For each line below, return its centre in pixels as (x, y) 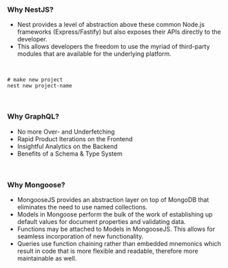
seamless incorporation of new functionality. (80, 236)
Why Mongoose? (36, 185)
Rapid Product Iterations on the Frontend (75, 138)
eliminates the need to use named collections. (82, 207)
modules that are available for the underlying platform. (94, 54)
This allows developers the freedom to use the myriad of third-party (113, 47)
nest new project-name (40, 86)
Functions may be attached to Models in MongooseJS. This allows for (116, 229)
